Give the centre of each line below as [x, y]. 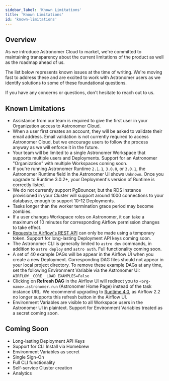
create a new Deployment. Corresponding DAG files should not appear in [88, 259]
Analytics [22, 373]
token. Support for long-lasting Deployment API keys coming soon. [82, 238]
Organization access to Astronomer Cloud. [57, 126]
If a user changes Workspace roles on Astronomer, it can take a [78, 217]
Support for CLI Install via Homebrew [51, 346]
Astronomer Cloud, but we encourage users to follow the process [80, 142]
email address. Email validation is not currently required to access [81, 137]
